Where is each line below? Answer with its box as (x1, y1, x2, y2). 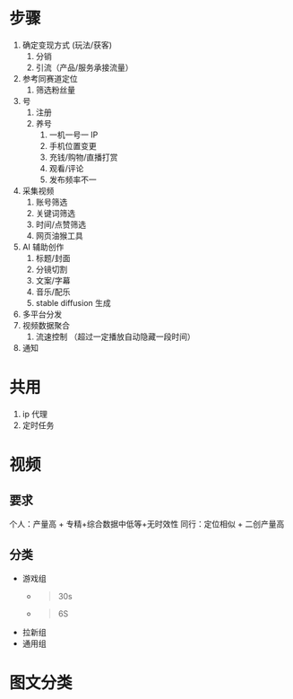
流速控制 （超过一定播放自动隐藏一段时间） (35, 331, 195, 342)
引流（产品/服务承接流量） (35, 62, 134, 73)
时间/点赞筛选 (35, 219, 87, 230)
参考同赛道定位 (22, 73, 78, 83)
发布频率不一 (48, 174, 97, 185)
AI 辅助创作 (22, 241, 65, 252)
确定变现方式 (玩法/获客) (22, 39, 112, 50)
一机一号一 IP (48, 129, 99, 140)
